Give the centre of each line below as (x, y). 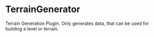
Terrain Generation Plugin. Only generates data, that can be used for (77, 23)
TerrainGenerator (43, 9)
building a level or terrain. (32, 28)
